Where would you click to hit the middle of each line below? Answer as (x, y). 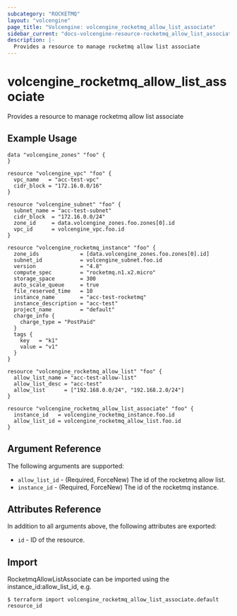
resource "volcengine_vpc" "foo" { (60, 173)
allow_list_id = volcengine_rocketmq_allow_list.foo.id (97, 421)
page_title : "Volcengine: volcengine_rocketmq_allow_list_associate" (112, 27)
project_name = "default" (64, 309)
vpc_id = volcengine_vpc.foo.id (69, 229)
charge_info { (34, 315)
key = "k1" (39, 340)
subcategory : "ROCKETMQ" (44, 14)
